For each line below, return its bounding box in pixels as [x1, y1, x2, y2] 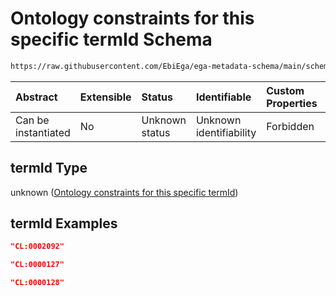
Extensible [79, 90, 132, 104]
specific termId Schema [10, 28, 213, 51]
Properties [266, 96, 318, 110]
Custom [266, 83, 305, 97]
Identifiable [195, 90, 252, 104]
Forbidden [266, 119, 315, 133]
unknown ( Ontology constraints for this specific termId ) [10, 186, 239, 198]
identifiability [195, 125, 257, 139]
